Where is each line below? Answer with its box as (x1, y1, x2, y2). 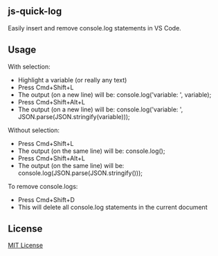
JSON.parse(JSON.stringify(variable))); (17, 112, 130, 120)
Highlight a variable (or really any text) (17, 75, 127, 84)
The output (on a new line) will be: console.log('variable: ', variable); (17, 90, 212, 99)
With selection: (8, 62, 51, 71)
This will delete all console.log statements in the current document (17, 203, 208, 211)
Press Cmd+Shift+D (17, 195, 75, 203)
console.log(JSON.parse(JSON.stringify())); (17, 169, 143, 177)
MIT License (8, 241, 44, 250)
